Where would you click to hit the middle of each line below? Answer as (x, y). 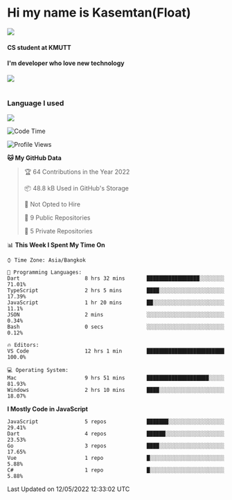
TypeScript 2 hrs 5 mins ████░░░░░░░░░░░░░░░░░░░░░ (116, 291)
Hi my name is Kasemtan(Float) (99, 13)
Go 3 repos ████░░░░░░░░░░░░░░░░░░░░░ (116, 446)
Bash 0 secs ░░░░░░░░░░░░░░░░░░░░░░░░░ (116, 327)
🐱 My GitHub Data (35, 158)
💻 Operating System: (38, 370)
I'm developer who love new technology (66, 63)
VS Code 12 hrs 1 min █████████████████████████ (116, 351)
